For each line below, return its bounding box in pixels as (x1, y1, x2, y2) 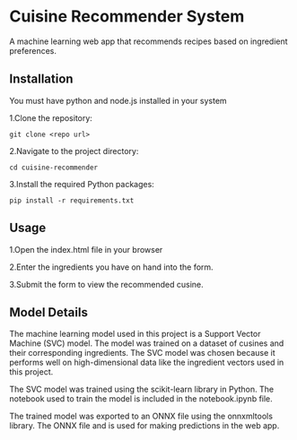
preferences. (9, 45, 57, 56)
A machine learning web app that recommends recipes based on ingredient (9, 36, 289, 47)
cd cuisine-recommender (9, 163, 99, 172)
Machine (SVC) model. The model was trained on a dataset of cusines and (9, 338, 284, 349)
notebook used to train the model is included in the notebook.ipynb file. (9, 393, 274, 404)
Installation (9, 72, 74, 87)
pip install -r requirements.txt (9, 195, 135, 205)
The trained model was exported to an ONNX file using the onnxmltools (9, 410, 274, 422)
